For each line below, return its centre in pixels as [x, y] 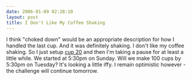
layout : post [22, 17]
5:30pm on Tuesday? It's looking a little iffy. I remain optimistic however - [96, 65]
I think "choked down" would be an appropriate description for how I [90, 40]
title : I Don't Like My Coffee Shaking [56, 23]
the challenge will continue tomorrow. [52, 71]
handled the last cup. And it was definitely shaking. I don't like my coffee [95, 46]
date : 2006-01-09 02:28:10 [40, 12]
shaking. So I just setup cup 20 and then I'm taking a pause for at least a [95, 52]
